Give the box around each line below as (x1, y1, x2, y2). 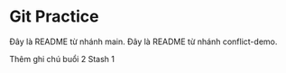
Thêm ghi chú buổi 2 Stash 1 (9, 53, 115, 64)
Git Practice (9, 6, 99, 27)
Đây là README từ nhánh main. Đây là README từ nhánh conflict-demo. (9, 36, 278, 47)
